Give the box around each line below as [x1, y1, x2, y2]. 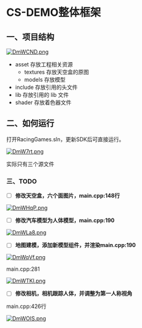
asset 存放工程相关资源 [15, 61, 73, 68]
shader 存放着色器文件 [15, 99, 72, 106]
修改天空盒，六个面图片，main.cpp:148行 [15, 192, 120, 200]
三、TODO [6, 177, 38, 186]
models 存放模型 [24, 76, 66, 83]
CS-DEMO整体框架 [6, 5, 101, 19]
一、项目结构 [6, 32, 55, 42]
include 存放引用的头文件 [15, 83, 78, 91]
